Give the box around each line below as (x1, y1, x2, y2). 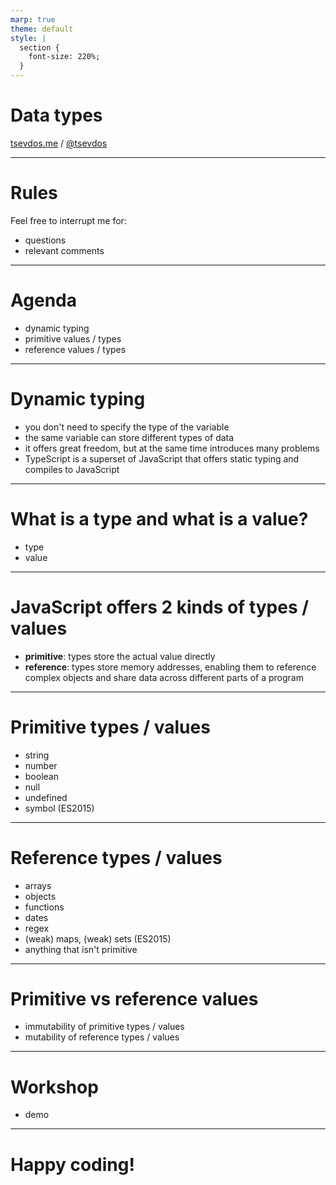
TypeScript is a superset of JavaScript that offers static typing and (24, 452, 300, 465)
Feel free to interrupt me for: (10, 214, 127, 226)
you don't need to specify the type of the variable (24, 421, 230, 433)
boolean (24, 770, 59, 782)
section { (19, 42, 60, 53)
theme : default (10, 24, 74, 34)
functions (24, 901, 65, 913)
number (24, 759, 58, 771)
